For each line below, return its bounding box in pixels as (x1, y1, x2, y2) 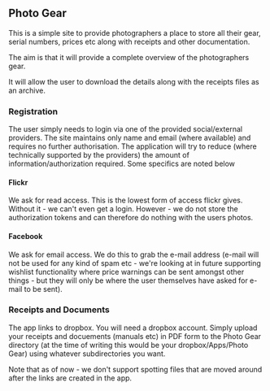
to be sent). (24, 284, 63, 293)
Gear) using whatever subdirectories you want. (8, 349, 166, 358)
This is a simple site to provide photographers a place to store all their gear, (8, 28, 262, 37)
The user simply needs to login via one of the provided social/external (8, 124, 242, 134)
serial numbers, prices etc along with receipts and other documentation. (8, 37, 250, 46)
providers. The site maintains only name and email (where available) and (8, 133, 251, 143)
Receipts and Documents (8, 304, 110, 315)
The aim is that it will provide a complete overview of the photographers (8, 52, 250, 62)
